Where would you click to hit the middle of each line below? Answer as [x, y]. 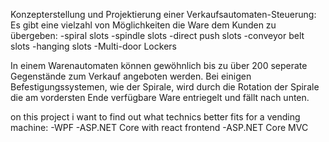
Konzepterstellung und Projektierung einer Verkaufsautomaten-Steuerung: [163, 14]
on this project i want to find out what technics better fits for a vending [155, 117]
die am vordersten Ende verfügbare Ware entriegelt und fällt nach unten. [160, 97]
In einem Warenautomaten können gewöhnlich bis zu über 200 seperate [159, 65]
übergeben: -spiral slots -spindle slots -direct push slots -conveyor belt [157, 35]
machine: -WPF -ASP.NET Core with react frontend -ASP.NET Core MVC [159, 127]
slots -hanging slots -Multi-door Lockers [93, 46]
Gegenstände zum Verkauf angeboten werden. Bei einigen [131, 76]
